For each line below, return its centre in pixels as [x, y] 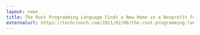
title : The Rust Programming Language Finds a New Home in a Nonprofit [97, 17]
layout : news [22, 12]
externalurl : [22, 23]
